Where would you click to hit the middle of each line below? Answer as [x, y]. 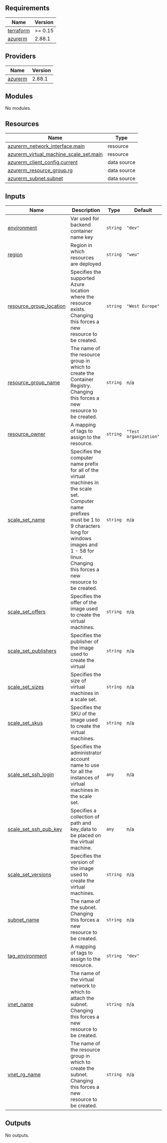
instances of [85, 778]
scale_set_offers [27, 612]
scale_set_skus [25, 723]
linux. [77, 557]
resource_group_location [37, 306]
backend [81, 225]
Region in [82, 245]
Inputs [15, 196]
